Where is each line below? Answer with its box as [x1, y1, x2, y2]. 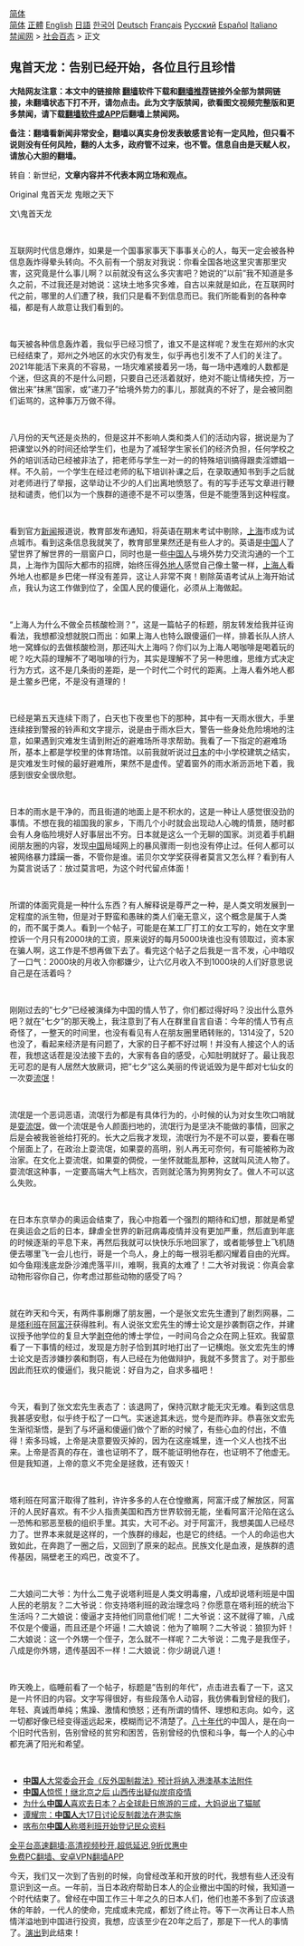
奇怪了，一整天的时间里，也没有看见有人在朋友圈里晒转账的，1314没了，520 [9, 1027, 294, 1037]
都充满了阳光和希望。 [9, 1738, 89, 1749]
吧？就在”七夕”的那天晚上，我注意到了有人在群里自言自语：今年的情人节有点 [9, 1016, 294, 1027]
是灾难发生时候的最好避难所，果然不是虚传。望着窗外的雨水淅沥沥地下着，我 [9, 757, 295, 768]
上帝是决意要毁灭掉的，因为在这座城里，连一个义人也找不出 [64, 1435, 287, 1445]
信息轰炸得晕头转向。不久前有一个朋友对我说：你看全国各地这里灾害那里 [9, 256, 279, 267]
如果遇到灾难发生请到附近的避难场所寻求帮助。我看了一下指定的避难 [24, 735, 279, 745]
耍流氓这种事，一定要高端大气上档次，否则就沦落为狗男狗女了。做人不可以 [9, 1165, 287, 1176]
